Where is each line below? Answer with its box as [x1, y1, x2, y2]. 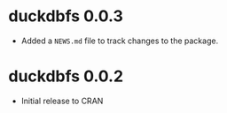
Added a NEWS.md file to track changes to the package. [20, 35, 219, 46]
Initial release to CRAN [20, 95, 104, 106]
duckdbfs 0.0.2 [8, 66, 124, 87]
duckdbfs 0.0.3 [8, 6, 123, 26]
